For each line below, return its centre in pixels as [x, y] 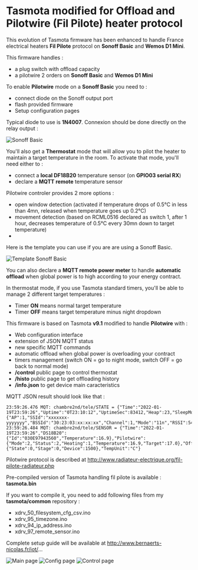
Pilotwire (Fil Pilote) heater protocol [94, 23]
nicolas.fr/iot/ [22, 549]
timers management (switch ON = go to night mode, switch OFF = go [98, 360]
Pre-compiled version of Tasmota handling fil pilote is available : [84, 477]
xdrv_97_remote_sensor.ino [47, 531]
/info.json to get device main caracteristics [67, 385]
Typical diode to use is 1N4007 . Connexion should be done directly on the [96, 122]
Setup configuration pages [47, 110]
